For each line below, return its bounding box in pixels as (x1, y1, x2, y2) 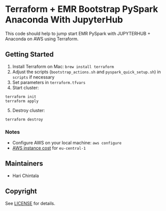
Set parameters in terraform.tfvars (12, 79, 86, 85)
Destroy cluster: (12, 107, 45, 113)
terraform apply (5, 99, 39, 104)
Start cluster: (12, 85, 39, 91)
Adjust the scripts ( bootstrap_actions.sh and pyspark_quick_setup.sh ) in (12, 69, 161, 75)
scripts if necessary (12, 74, 55, 80)
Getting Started (5, 50, 54, 59)
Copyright (5, 187, 37, 196)
